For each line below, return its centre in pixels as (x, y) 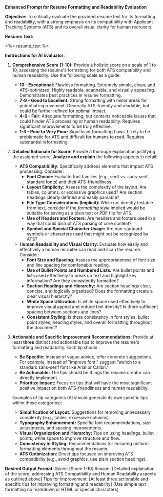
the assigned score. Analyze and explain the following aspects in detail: (85, 157)
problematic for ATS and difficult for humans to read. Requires (82, 137)
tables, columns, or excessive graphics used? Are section (84, 192)
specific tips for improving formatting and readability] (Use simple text (76, 484)
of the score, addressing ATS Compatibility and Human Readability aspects (81, 474)
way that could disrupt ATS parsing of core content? (79, 223)
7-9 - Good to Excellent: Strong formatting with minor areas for (83, 100)
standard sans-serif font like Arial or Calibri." (64, 367)
